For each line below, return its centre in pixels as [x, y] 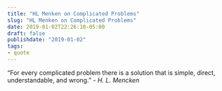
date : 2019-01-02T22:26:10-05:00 [56, 27]
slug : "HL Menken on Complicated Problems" [72, 20]
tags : [15, 46]
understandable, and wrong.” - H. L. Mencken [73, 80]
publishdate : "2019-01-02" [47, 40]
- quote [19, 53]
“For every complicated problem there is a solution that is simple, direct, [111, 72]
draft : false [26, 33]
